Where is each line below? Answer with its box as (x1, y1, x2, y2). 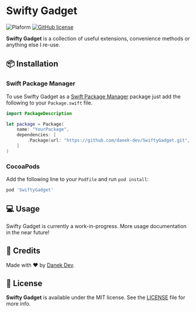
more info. (6, 300, 31, 307)
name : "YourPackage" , (16, 126, 69, 133)
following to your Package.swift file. (6, 99, 93, 106)
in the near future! (6, 229, 50, 236)
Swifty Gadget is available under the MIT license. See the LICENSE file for (6, 294, 185, 301)
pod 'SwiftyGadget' (6, 187, 54, 193)
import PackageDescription (6, 110, 72, 116)
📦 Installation (6, 59, 59, 69)
